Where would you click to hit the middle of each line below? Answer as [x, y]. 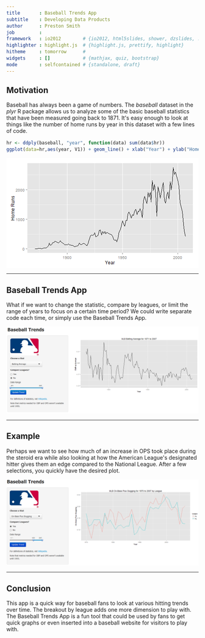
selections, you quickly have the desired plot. [63, 470]
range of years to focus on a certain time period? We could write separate [99, 311]
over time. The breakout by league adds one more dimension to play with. [99, 609]
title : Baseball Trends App [52, 13]
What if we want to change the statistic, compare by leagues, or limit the [97, 305]
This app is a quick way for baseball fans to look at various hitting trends [97, 603]
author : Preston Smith [43, 26]
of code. [17, 131]
